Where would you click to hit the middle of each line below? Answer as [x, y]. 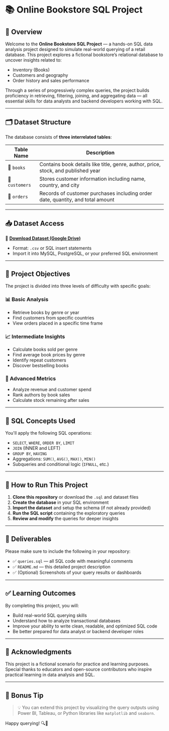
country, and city [59, 185]
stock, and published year [70, 171]
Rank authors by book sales [41, 395]
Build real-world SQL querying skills [50, 615]
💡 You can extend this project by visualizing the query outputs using [88, 708]
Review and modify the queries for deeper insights [65, 518]
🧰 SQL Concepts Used [40, 421]
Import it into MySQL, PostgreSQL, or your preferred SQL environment [85, 253]
